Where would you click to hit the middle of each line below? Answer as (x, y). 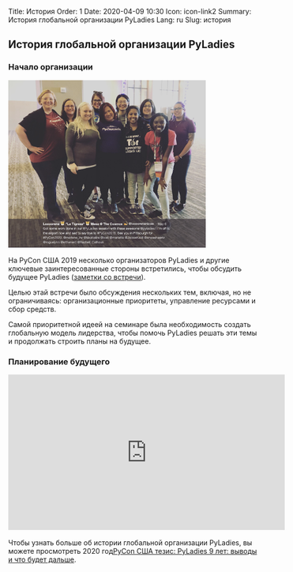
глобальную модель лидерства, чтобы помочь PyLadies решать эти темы (133, 333)
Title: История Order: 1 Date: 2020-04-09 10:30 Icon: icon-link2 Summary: (130, 11)
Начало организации (51, 67)
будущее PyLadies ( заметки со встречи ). (77, 277)
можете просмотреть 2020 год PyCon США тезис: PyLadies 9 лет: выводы (133, 551)
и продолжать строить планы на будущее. (80, 341)
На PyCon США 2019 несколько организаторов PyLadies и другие (119, 260)
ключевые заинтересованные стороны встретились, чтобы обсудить (125, 269)
